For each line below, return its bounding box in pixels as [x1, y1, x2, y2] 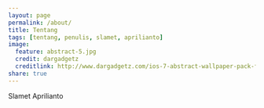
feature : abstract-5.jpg [15, 48, 97, 56]
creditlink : [15, 63, 55, 70]
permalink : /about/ [8, 19, 72, 27]
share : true [8, 70, 47, 77]
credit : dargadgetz [15, 56, 79, 63]
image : [8, 41, 30, 49]
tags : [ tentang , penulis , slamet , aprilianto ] [8, 33, 163, 41]
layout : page [8, 11, 51, 20]
